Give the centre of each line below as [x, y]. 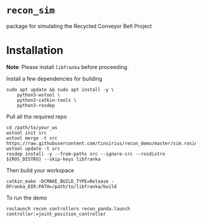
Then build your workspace [40, 170]
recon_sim [31, 11]
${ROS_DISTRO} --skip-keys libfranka [54, 159]
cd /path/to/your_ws [32, 127]
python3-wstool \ [39, 95]
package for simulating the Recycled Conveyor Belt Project [79, 26]
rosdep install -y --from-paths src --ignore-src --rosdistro [86, 154]
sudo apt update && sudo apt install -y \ [60, 90]
